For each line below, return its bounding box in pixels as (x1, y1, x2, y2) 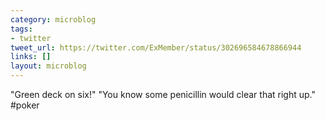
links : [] (10, 52, 52, 62)
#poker (10, 99, 40, 111)
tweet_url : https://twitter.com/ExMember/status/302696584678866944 (10, 42, 302, 53)
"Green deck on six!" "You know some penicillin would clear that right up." (10, 89, 316, 100)
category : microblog (10, 14, 97, 25)
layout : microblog (10, 61, 87, 71)
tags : (10, 24, 33, 34)
